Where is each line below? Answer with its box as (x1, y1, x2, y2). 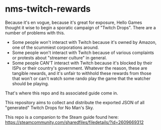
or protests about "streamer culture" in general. (12, 55, 107, 60)
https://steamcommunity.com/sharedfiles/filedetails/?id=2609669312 (5, 119, 144, 125)
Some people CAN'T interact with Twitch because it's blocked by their (12, 60, 153, 66)
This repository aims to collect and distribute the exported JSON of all (5, 99, 145, 105)
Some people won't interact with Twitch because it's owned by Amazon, (12, 39, 157, 45)
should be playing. (12, 80, 49, 86)
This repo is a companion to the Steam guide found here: (5, 114, 119, 120)
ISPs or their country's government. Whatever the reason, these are (12, 65, 147, 71)
